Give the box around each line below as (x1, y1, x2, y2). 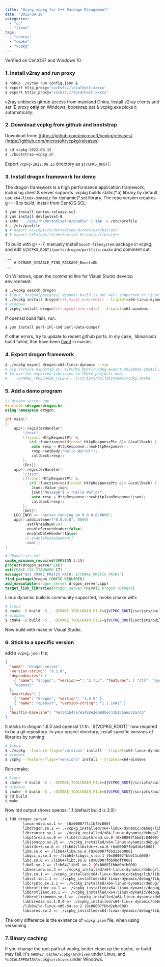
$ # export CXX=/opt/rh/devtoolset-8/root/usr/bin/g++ (5, 232, 120, 238)
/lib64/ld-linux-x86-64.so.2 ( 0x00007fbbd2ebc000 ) (23, 904, 129, 909)
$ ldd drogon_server (5, 817, 48, 822)
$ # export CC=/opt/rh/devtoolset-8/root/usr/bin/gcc (5, 228, 118, 233)
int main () (5, 417, 27, 422)
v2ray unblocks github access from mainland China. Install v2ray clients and (5, 99, 160, 105)
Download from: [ (5, 132, 41, 138)
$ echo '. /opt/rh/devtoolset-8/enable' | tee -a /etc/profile (5, 218, 137, 224)
